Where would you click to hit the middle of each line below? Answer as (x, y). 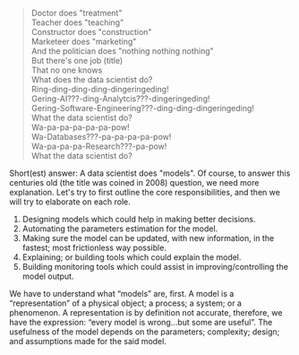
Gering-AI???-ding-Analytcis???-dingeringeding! (120, 99)
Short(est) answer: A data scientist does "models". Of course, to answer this (150, 173)
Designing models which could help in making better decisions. (139, 219)
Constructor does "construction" (91, 32)
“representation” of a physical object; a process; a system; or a (125, 303)
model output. (48, 276)
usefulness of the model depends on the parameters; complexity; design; (145, 332)
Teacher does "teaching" (77, 22)
